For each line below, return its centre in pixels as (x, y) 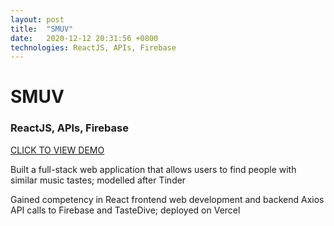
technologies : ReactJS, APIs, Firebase (93, 47)
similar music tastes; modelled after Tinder (98, 180)
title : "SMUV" (42, 29)
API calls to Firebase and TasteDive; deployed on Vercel (125, 210)
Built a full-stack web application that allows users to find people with (153, 169)
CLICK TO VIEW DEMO (57, 150)
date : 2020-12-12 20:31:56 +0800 (84, 38)
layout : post (37, 19)
